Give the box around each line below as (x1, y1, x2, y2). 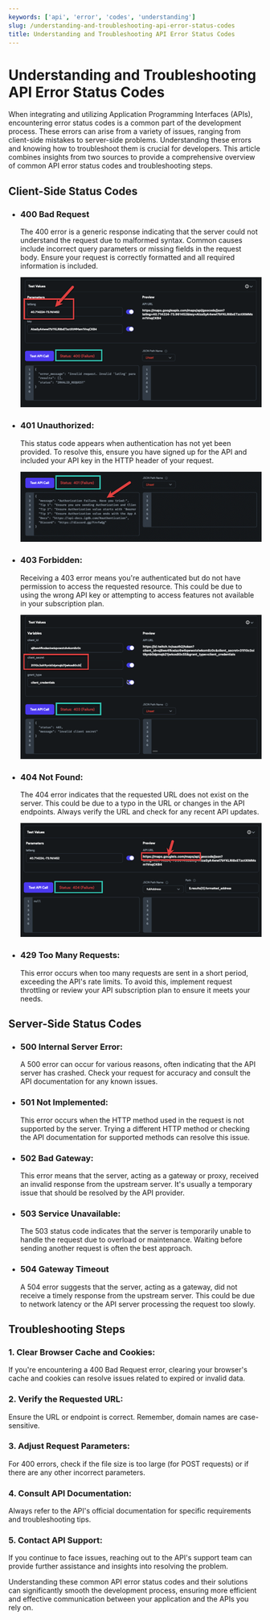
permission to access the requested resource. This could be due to (19, 581, 243, 591)
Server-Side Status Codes (8, 1017, 142, 1031)
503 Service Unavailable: (19, 1208, 121, 1219)
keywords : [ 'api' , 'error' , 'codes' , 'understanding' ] (8, 13, 196, 21)
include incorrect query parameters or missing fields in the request (19, 244, 242, 253)
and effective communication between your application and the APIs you (8, 1594, 249, 1604)
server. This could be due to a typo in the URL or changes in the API (19, 798, 245, 808)
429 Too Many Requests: (19, 950, 121, 961)
